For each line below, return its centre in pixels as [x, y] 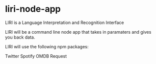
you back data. [20, 37]
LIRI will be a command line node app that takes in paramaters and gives [78, 32]
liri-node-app [33, 9]
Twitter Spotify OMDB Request [36, 56]
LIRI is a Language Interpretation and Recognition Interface [65, 22]
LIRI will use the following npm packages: [47, 46]
